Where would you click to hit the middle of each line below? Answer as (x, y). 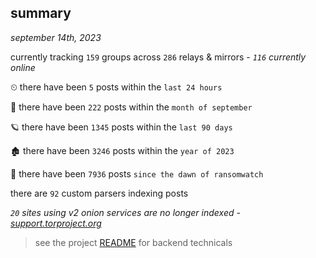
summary (41, 13)
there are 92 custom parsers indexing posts (99, 193)
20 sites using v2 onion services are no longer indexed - (125, 212)
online (23, 67)
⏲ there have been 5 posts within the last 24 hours (116, 87)
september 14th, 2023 (56, 37)
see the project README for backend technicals (133, 242)
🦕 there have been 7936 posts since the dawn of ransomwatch (137, 173)
